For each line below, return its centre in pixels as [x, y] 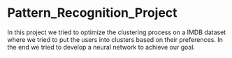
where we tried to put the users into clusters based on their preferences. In [115, 39]
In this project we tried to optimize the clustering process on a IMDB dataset [117, 32]
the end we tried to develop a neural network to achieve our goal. [101, 47]
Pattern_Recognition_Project [92, 13]
